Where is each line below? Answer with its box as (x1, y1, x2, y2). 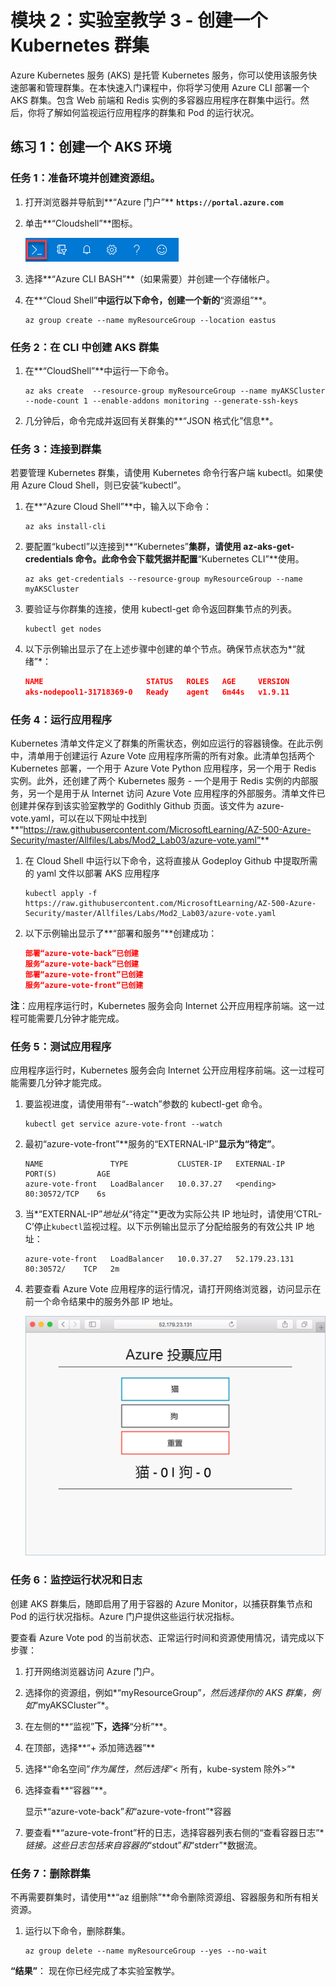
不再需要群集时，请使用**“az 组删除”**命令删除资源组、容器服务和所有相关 (10, 1891, 320, 1903)
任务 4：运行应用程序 (10, 712, 113, 726)
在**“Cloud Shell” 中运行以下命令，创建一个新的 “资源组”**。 (24, 294, 272, 306)
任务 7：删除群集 (10, 1866, 91, 1880)
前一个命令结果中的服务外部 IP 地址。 (24, 1296, 179, 1308)
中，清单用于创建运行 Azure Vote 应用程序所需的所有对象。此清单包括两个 (10, 750, 315, 762)
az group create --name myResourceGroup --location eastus (24, 315, 277, 325)
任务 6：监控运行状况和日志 (10, 1573, 143, 1587)
